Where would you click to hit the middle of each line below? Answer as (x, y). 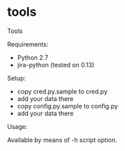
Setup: (17, 78)
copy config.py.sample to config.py (68, 106)
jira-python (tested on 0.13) (56, 65)
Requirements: (28, 44)
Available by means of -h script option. (62, 140)
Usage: (17, 126)
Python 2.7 (32, 57)
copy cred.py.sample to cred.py (62, 91)
